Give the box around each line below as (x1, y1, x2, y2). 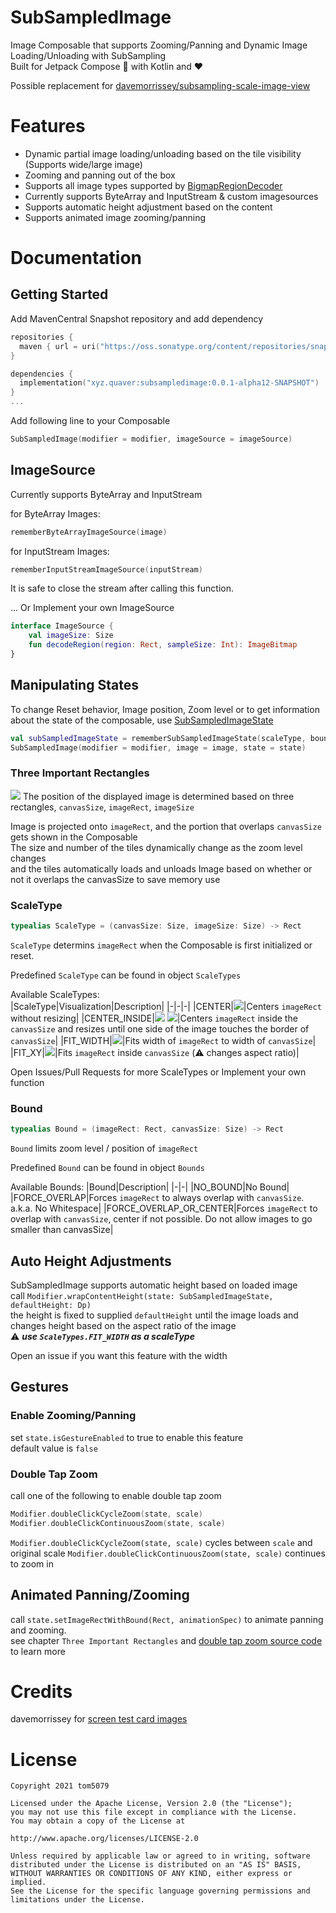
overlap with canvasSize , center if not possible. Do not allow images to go (10, 1213, 313, 1225)
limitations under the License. (10, 1895, 145, 1905)
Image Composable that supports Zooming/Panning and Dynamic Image (10, 39, 308, 51)
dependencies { (10, 369, 74, 379)
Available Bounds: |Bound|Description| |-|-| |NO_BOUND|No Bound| (10, 1181, 290, 1193)
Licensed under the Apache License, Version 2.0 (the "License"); (10, 1799, 293, 1809)
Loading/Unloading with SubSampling (10, 49, 167, 61)
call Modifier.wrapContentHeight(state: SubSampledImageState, (10, 1289, 274, 1301)
